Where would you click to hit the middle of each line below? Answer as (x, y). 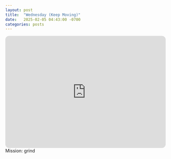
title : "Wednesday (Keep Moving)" (43, 15)
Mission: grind (20, 151)
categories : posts (25, 24)
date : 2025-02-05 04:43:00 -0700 (43, 19)
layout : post (19, 10)
